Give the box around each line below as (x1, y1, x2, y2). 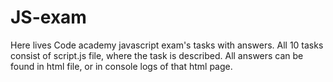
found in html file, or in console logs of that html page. (10, 60, 233, 72)
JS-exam (10, 6, 87, 29)
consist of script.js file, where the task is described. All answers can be (10, 49, 304, 61)
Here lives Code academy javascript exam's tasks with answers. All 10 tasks (10, 39, 324, 51)
